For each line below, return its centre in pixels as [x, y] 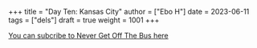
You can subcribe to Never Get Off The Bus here [88, 36]
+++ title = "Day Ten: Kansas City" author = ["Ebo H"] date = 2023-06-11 [129, 12]
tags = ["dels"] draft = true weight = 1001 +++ [84, 20]
